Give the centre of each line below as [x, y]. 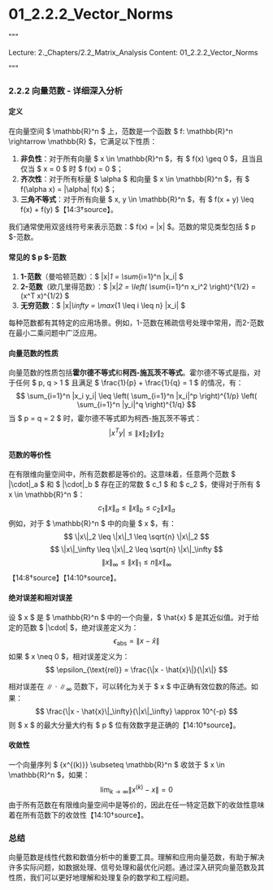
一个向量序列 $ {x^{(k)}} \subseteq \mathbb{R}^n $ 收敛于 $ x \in [117, 764]
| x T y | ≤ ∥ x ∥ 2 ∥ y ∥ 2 [136, 433]
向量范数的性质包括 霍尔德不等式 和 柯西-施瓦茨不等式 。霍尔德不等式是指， [131, 373]
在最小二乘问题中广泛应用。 [55, 333]
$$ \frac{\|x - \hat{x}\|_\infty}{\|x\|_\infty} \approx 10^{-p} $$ [136, 711]
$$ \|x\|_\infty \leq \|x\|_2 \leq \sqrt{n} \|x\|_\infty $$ [136, 549]
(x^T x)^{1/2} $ [45, 296]
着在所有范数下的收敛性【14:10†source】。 [78, 815]
